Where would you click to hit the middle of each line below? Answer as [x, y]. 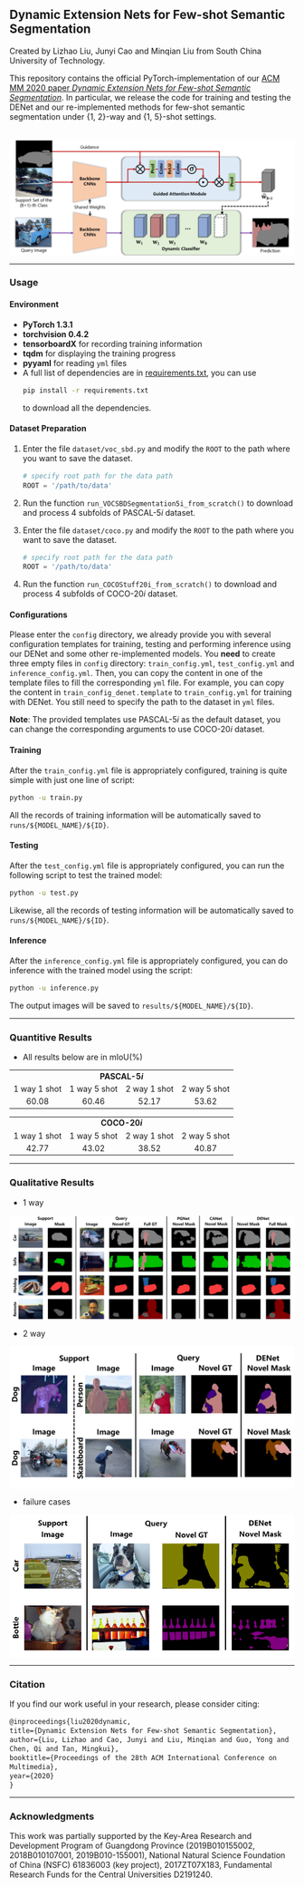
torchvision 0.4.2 [56, 334]
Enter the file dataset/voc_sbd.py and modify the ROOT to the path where [157, 449]
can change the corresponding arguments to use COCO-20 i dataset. [137, 730]
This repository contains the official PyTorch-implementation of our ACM [145, 78]
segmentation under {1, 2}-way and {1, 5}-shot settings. [113, 116]
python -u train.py [46, 798]
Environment [34, 305]
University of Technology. [57, 60]
